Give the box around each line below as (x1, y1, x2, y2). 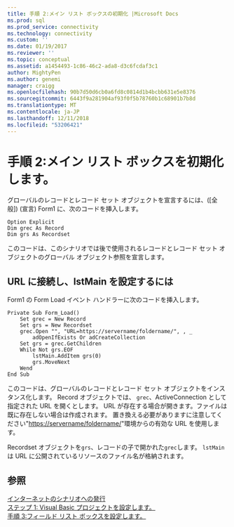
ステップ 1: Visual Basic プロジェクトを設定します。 (7, 503, 156, 512)
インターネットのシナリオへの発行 (7, 495, 106, 503)
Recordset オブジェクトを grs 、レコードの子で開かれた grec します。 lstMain (7, 443, 225, 452)
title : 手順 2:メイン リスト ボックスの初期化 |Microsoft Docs (7, 10, 179, 18)
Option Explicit (7, 219, 55, 226)
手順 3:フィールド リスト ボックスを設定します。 (7, 512, 146, 521)
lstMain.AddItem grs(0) (32, 353, 102, 360)
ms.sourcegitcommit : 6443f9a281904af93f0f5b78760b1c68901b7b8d (7, 96, 196, 103)
